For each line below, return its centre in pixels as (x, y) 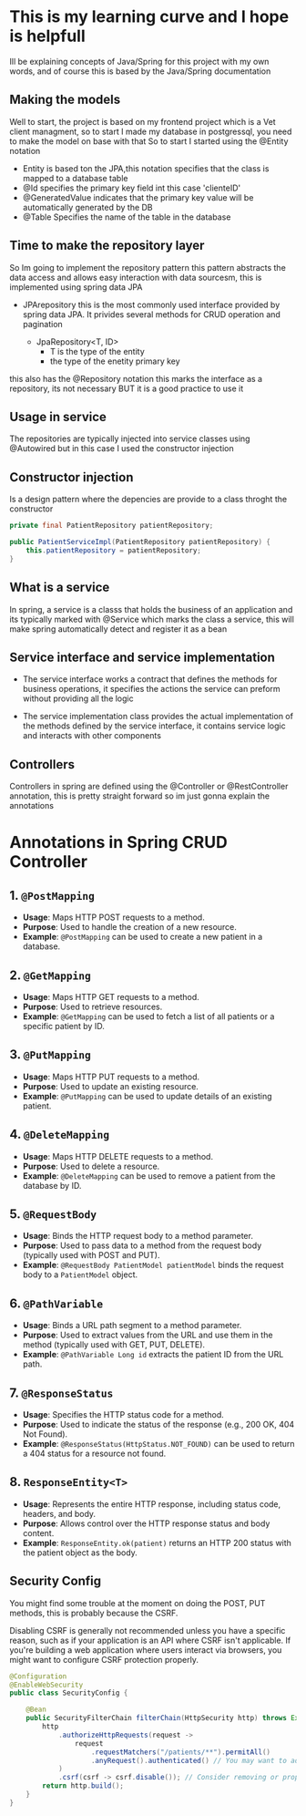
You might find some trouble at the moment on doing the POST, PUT (138, 1603)
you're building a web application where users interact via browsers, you (146, 1650)
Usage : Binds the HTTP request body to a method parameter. (138, 1236)
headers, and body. (59, 1513)
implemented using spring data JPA (76, 287)
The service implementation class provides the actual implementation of (158, 717)
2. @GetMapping (50, 975)
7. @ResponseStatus (61, 1393)
